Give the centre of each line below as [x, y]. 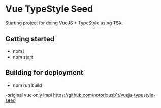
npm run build [27, 85]
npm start [23, 57]
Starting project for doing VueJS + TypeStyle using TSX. [64, 23]
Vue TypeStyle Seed [49, 9]
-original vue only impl [29, 95]
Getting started [30, 39]
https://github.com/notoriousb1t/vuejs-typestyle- [104, 95]
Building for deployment [44, 73]
